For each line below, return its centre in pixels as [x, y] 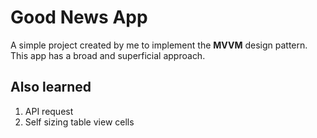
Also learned [51, 87]
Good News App [79, 17]
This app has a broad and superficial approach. [108, 55]
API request [49, 111]
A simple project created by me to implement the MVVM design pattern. [159, 45]
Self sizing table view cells [79, 122]
